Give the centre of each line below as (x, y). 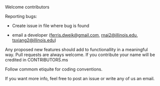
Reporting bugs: (21, 16)
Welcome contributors (27, 7)
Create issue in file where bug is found (51, 26)
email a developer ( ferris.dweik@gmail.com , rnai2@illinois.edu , (75, 35)
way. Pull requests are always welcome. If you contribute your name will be (80, 55)
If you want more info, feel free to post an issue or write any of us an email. (80, 79)
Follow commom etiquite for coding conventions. (54, 69)
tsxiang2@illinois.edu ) (34, 40)
